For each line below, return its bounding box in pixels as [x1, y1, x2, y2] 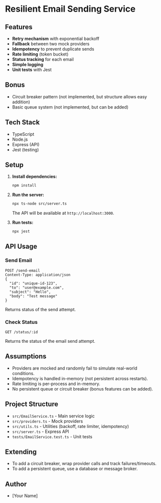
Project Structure [5, 400, 58, 409]
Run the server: [12, 192, 45, 198]
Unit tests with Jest [12, 67, 52, 73]
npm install [12, 183, 36, 188]
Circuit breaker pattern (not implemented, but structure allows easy [12, 93, 147, 99]
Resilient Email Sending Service [5, 3, 136, 15]
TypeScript [12, 131, 35, 137]
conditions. [12, 370, 35, 376]
